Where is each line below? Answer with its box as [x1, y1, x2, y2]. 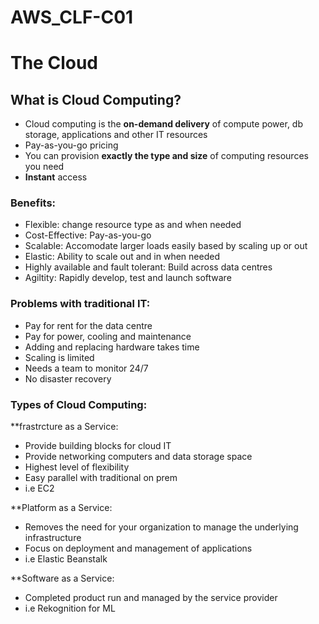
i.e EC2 [24, 482, 55, 495]
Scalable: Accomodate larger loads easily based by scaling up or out [24, 240, 308, 252]
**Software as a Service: [10, 572, 115, 585]
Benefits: [10, 196, 57, 210]
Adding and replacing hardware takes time [24, 341, 200, 353]
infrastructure [24, 532, 82, 544]
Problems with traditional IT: [10, 297, 151, 311]
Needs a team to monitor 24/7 [24, 362, 149, 374]
